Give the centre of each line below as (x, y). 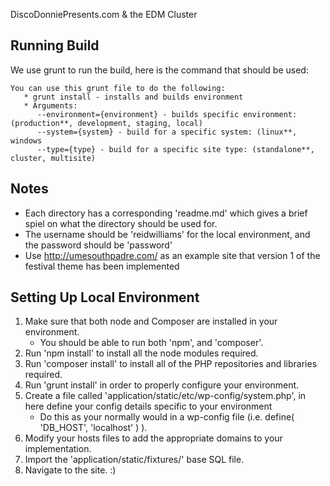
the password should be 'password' (98, 245)
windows (26, 140)
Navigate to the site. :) (70, 470)
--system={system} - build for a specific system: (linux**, (167, 132)
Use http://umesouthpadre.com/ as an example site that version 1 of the (172, 255)
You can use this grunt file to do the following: (118, 88)
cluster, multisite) (53, 158)
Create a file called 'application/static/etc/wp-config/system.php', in (165, 396)
